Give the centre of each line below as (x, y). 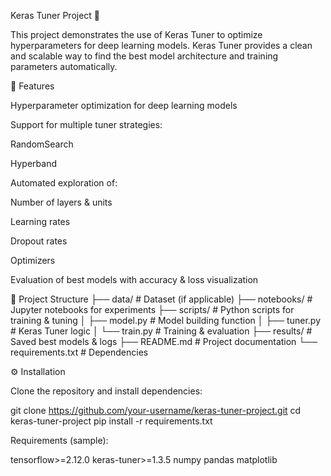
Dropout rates (39, 241)
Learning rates (40, 221)
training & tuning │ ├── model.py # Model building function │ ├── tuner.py (166, 320)
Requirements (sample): (59, 440)
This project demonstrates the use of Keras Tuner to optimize (136, 34)
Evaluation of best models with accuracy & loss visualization (134, 279)
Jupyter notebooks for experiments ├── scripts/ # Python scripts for (152, 309)
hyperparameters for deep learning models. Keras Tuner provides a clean (161, 45)
